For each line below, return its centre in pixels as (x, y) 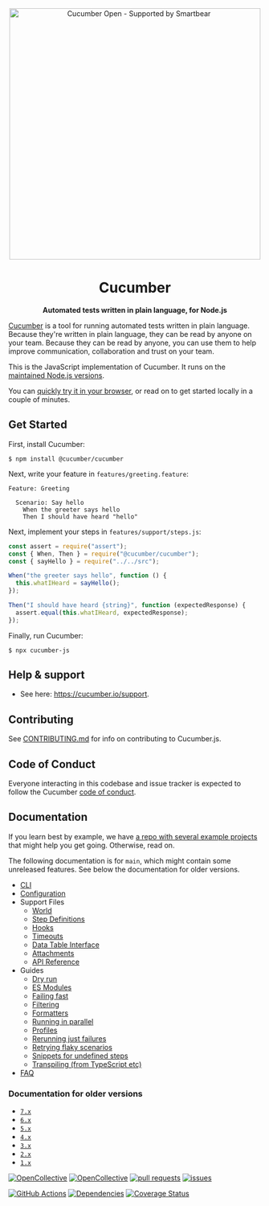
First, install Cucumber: (47, 444)
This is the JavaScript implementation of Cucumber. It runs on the (117, 367)
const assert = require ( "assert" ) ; (68, 546)
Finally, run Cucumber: (46, 635)
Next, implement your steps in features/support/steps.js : (105, 531)
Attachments (53, 953)
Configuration (43, 893)
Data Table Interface (66, 945)
